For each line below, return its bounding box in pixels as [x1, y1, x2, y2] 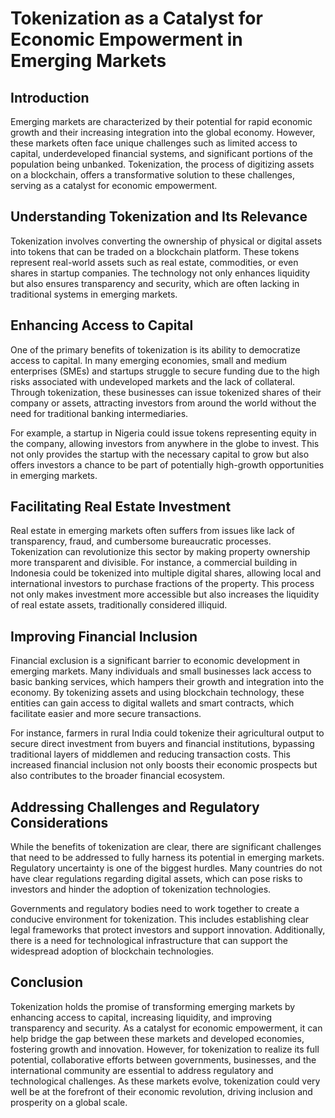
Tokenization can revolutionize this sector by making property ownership [10, 546, 311, 558]
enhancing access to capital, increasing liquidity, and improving [10, 1011, 273, 1023]
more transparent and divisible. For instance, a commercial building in [10, 557, 298, 569]
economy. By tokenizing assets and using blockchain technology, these [10, 687, 305, 699]
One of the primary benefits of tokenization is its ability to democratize [10, 343, 301, 356]
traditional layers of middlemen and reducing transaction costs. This [10, 748, 291, 761]
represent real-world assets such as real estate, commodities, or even [10, 256, 299, 268]
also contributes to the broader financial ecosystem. [10, 770, 226, 782]
